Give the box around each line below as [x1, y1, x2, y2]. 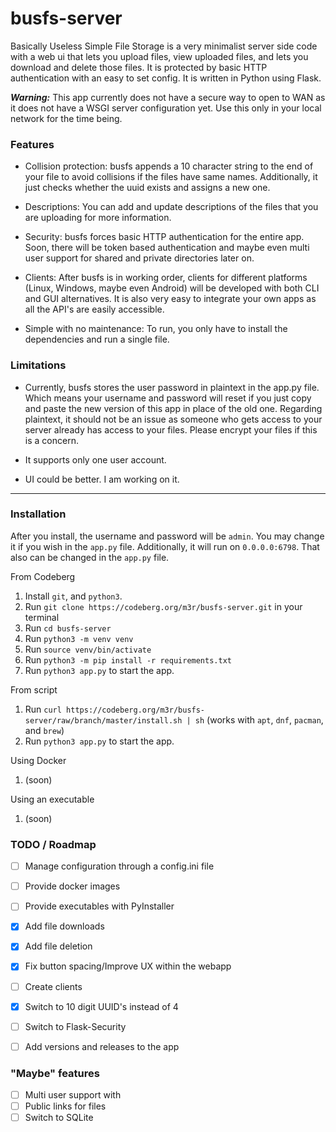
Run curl [24, 703, 62, 715]
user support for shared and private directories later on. [24, 252, 255, 264]
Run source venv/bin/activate [24, 643, 152, 655]
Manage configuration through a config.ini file [24, 860, 215, 872]
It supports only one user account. [24, 453, 167, 466]
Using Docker [10, 754, 67, 766]
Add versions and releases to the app [24, 1040, 180, 1052]
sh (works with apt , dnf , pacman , [194, 713, 324, 726]
